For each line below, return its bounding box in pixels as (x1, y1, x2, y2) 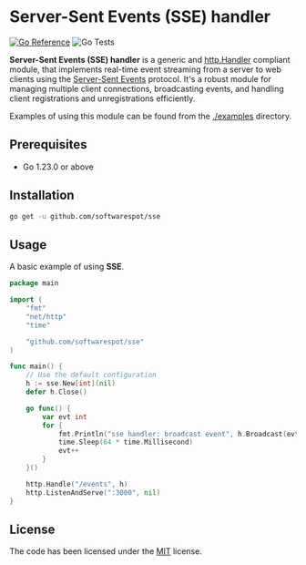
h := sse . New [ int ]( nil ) (25, 379, 117, 388)
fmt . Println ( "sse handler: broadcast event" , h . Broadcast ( (57, 429, 287, 438)
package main (9, 279, 59, 288)
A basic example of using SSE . (9, 262, 125, 272)
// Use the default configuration (25, 371, 157, 380)
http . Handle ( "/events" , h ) (25, 479, 128, 488)
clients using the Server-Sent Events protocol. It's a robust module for (9, 73, 271, 84)
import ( (9, 295, 43, 304)
